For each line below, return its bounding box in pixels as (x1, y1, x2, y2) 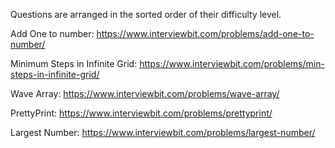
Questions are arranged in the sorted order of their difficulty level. (10, 9, 282, 20)
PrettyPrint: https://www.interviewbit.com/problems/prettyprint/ (10, 107, 273, 119)
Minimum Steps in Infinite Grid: (10, 58, 138, 69)
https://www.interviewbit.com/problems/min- (139, 58, 325, 69)
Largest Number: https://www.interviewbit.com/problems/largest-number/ (10, 127, 316, 138)
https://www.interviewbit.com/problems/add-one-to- (96, 28, 315, 39)
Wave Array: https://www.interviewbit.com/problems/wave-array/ (10, 88, 280, 99)
